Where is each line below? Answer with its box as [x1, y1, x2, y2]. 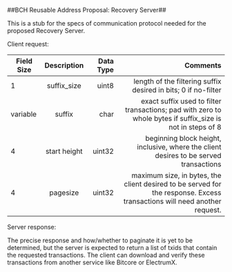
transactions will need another [123, 197, 222, 206]
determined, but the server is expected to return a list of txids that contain [7, 244, 217, 251]
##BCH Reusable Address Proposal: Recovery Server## [7, 6, 167, 14]
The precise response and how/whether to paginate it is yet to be [7, 236, 193, 244]
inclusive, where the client [137, 142, 222, 151]
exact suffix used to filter [140, 97, 222, 106]
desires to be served [155, 151, 222, 160]
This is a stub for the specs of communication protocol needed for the [7, 19, 206, 27]
